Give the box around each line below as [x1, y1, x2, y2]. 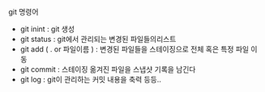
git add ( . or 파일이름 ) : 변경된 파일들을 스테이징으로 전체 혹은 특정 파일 [19, 44, 250, 54]
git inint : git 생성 [19, 24, 75, 34]
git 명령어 [8, 7, 39, 16]
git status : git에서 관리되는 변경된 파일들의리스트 [19, 35, 177, 44]
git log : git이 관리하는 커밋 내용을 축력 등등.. [19, 75, 162, 84]
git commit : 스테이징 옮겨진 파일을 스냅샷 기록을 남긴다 [19, 65, 196, 74]
